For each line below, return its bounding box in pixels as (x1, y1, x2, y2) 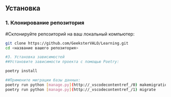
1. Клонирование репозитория (5, 19, 84, 26)
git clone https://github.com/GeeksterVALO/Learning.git (5, 41, 129, 46)
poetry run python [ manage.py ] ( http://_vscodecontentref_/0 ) (5, 82, 138, 87)
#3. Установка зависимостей (5, 54, 65, 60)
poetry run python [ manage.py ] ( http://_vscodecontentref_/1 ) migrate (5, 87, 156, 92)
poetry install (5, 69, 38, 74)
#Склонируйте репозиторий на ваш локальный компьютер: (5, 30, 135, 37)
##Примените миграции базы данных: (5, 78, 81, 83)
